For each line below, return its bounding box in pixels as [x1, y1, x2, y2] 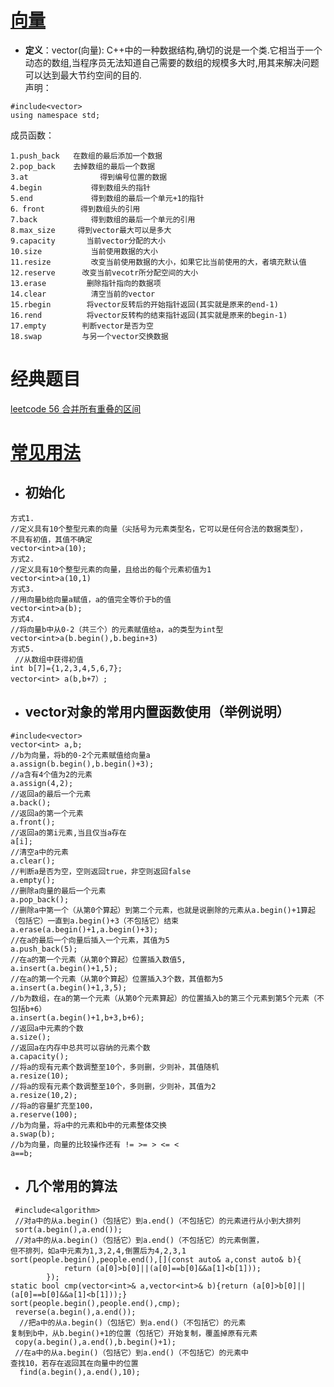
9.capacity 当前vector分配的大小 [10, 236, 166, 246]
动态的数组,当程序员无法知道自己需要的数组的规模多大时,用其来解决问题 [24, 56, 320, 68]
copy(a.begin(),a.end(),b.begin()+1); [14, 1337, 177, 1347]
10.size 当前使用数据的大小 [10, 246, 158, 256]
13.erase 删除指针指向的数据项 [10, 278, 162, 288]
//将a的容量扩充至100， [10, 1101, 98, 1111]
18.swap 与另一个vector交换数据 [10, 331, 169, 341]
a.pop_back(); [10, 894, 70, 905]
